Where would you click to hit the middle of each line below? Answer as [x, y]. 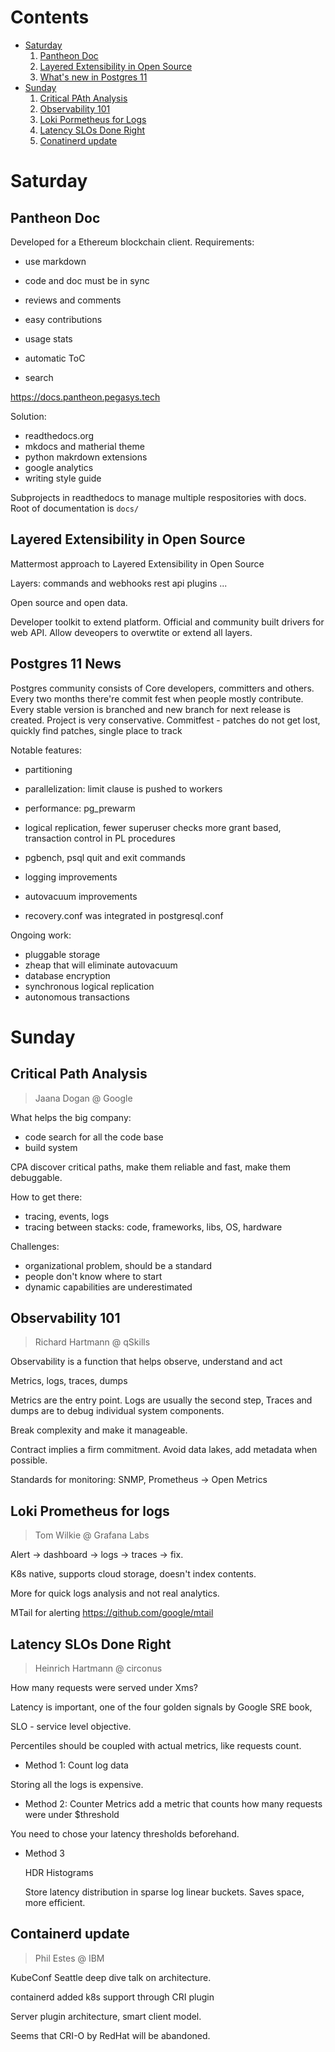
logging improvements [71, 877]
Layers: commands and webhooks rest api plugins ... [119, 583]
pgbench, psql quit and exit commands [105, 857]
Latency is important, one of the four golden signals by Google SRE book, [161, 1707]
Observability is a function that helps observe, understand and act [146, 1362]
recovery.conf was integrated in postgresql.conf [124, 915]
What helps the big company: [71, 1117]
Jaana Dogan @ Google [83, 1098]
